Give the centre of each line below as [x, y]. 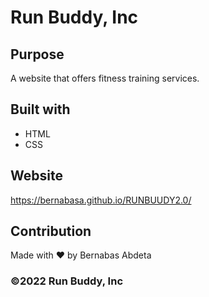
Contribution [51, 231]
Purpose [37, 54]
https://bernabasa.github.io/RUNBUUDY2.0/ [101, 200]
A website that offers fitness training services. [105, 78]
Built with [40, 109]
